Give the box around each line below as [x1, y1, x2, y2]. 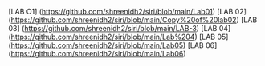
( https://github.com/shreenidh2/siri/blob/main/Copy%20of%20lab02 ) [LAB [8, 15, 258, 25]
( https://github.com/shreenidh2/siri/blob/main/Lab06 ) [8, 49, 186, 58]
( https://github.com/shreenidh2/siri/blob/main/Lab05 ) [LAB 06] [8, 41, 218, 50]
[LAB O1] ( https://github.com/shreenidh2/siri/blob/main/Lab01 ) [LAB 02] [8, 7, 247, 16]
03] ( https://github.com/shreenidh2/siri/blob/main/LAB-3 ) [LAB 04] [8, 24, 231, 33]
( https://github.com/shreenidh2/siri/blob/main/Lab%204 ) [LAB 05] [8, 32, 229, 41]
